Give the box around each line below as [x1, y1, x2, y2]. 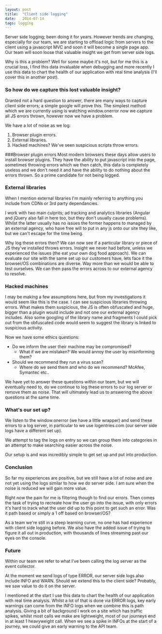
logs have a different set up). [5, 428, 62, 434]
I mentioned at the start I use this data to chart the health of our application [5, 593, 155, 599]
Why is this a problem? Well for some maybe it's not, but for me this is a [5, 59, 148, 65]
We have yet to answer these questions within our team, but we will [5, 379, 139, 385]
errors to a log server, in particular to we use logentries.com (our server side [5, 423, 157, 429]
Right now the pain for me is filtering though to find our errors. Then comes [5, 495, 155, 501]
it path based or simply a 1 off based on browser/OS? [5, 510, 111, 516]
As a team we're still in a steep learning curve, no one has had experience [5, 519, 152, 525]
